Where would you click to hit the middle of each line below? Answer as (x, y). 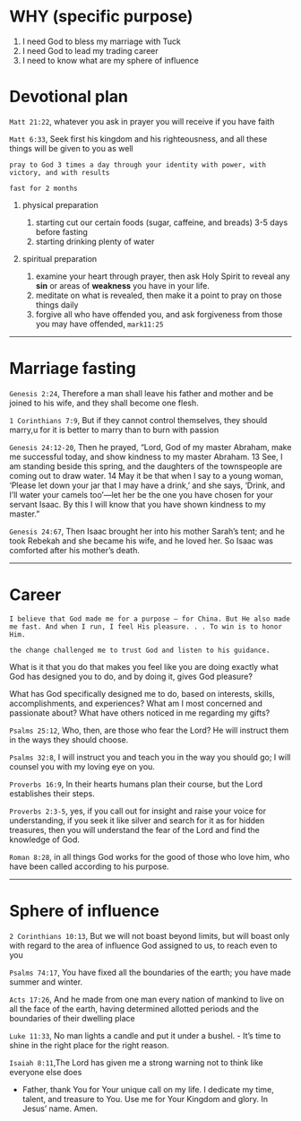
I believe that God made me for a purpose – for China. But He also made (150, 619)
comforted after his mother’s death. (75, 550)
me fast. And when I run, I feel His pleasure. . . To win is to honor (146, 626)
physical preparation (60, 204)
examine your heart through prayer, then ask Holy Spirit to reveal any (163, 276)
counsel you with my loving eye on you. (82, 766)
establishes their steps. (52, 793)
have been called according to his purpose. (89, 866)
